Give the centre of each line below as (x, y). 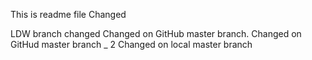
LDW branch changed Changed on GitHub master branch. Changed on (156, 33)
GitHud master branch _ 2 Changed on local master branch (131, 44)
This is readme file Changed (68, 14)
